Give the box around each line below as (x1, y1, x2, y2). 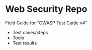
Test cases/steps (12, 29, 48, 35)
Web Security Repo (5, 3, 87, 15)
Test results (12, 40, 37, 46)
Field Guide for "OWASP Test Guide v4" (5, 20, 87, 26)
